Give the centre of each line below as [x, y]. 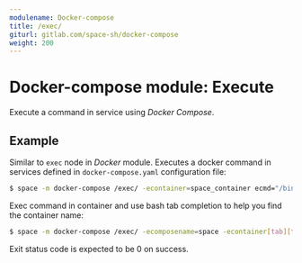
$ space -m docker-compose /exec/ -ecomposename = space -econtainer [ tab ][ [151, 231]
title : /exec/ [36, 26]
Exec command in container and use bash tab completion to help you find [146, 205]
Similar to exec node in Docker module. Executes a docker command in [140, 162]
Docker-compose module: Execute [142, 87]
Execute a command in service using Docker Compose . [112, 113]
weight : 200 [31, 43]
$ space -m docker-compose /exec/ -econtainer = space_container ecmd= [142, 188]
